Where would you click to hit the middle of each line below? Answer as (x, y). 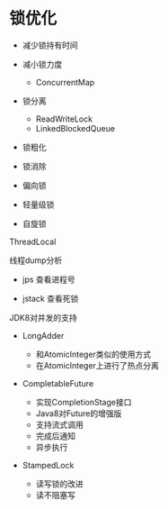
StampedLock (48, 465)
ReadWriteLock (64, 119)
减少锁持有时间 (50, 45)
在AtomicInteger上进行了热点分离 (97, 365)
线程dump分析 (36, 260)
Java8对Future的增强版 (79, 413)
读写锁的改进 (59, 484)
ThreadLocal (33, 241)
